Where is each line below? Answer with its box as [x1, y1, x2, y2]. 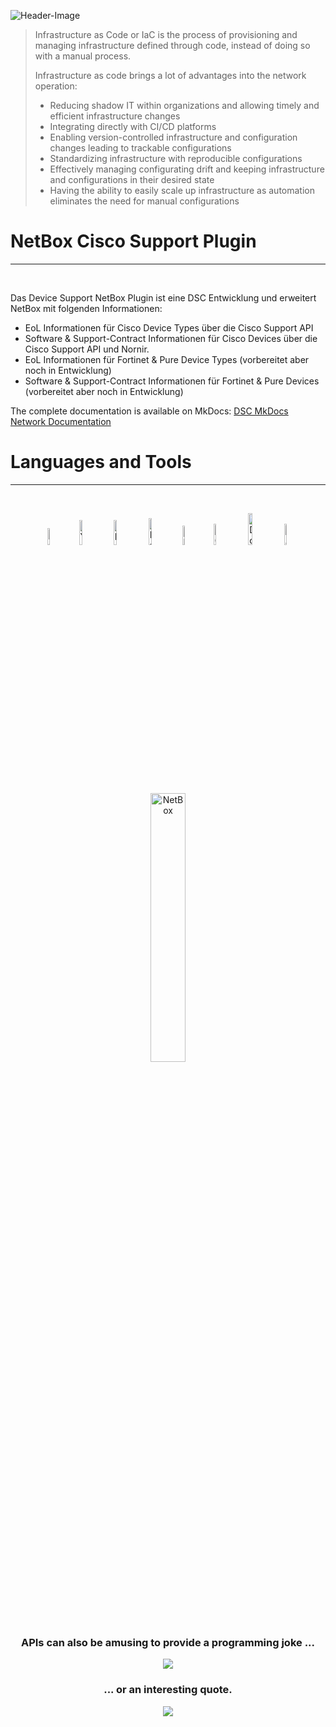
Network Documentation [10, 415, 112, 427]
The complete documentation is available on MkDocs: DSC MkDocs [10, 405, 289, 417]
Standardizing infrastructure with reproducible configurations [49, 153, 303, 164]
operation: [34, 80, 78, 92]
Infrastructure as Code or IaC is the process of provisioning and [34, 29, 298, 40]
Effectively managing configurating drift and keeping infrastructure [49, 163, 325, 175]
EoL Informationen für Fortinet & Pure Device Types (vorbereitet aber [24, 353, 310, 365]
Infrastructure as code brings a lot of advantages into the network [34, 70, 307, 81]
